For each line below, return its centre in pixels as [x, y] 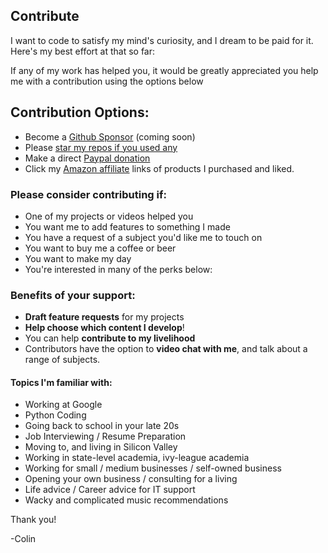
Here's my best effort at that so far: [83, 51]
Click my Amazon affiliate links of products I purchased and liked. [159, 168]
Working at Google [63, 405]
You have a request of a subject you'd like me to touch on [143, 237]
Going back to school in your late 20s [102, 426]
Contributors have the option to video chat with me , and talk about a [166, 349]
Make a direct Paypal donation [87, 158]
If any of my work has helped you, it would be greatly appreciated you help [164, 70]
